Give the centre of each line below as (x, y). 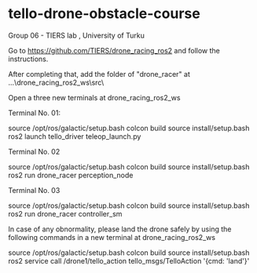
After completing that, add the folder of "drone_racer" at (99, 74)
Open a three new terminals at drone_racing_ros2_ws (94, 97)
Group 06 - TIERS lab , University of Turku (77, 35)
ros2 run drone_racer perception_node (71, 175)
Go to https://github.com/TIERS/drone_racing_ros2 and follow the (114, 50)
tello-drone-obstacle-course (104, 14)
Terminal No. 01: (35, 113)
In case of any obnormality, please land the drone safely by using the (120, 229)
